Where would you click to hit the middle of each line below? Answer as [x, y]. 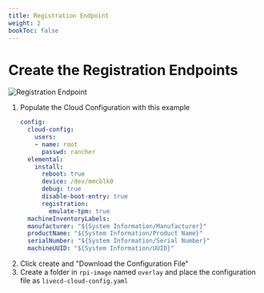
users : [46, 137]
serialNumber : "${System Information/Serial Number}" [119, 241]
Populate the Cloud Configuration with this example [105, 108]
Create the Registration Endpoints [123, 70]
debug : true [61, 189]
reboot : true [63, 174]
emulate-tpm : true [80, 211]
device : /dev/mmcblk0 [77, 182]
